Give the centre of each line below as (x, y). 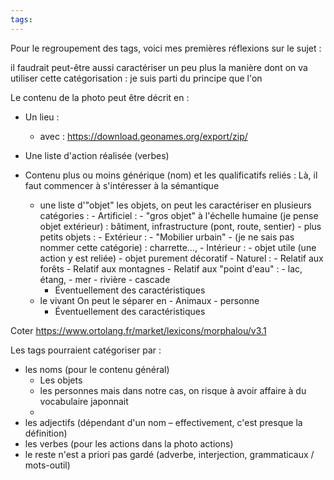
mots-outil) (47, 465)
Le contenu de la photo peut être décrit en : (100, 97)
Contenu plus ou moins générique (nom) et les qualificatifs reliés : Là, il (171, 175)
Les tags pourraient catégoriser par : (86, 350)
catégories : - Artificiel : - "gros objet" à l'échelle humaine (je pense (179, 215)
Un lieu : (42, 117)
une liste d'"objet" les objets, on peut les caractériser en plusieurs (175, 205)
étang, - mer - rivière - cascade (105, 279)
